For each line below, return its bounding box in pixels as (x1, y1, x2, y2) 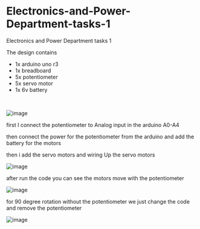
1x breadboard (15, 66, 51, 74)
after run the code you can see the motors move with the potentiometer (6, 174, 184, 182)
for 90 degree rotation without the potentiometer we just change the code (6, 198, 190, 205)
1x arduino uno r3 (15, 60, 59, 68)
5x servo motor (15, 80, 53, 87)
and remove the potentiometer (6, 204, 82, 211)
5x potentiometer (15, 73, 59, 80)
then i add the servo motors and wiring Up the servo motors (6, 151, 155, 158)
